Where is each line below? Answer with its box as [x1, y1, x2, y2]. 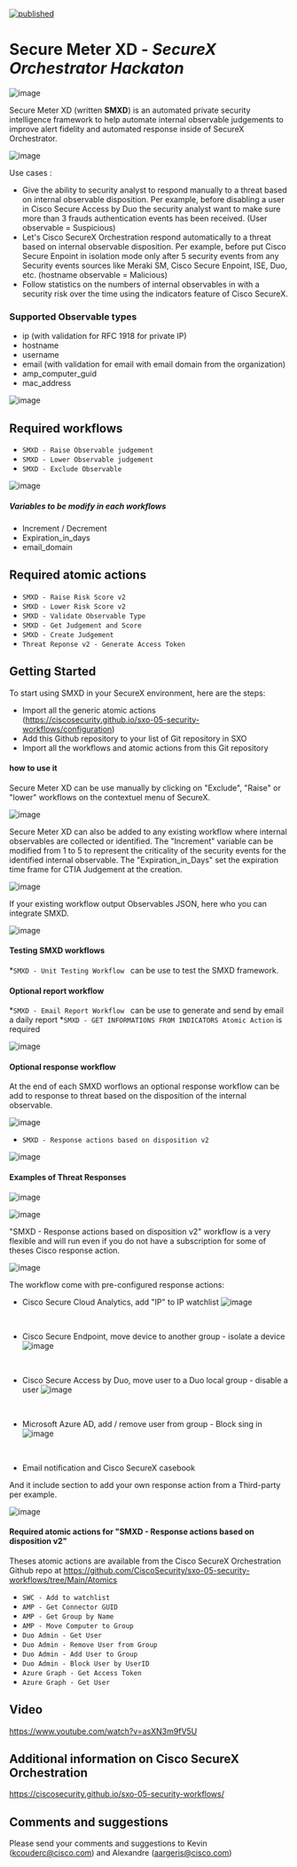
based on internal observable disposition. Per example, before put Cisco [21, 240, 286, 252]
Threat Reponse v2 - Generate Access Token [21, 640, 186, 649]
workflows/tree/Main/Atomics [9, 1574, 118, 1585]
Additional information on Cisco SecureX [9, 1752, 239, 1767]
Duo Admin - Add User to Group [21, 1650, 138, 1658]
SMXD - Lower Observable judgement [21, 455, 154, 465]
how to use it [9, 763, 58, 774]
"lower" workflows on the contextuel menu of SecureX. [9, 792, 211, 802]
